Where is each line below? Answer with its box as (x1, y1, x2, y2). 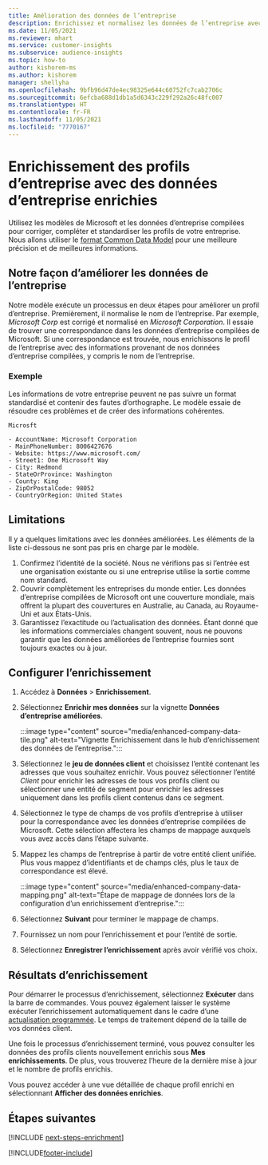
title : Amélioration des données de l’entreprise (8, 11, 177, 20)
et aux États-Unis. (33, 608, 92, 619)
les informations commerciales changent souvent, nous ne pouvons (19, 626, 243, 636)
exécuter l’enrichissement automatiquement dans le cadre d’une (8, 1007, 219, 1016)
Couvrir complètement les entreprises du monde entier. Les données (19, 584, 246, 593)
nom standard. (19, 575, 68, 584)
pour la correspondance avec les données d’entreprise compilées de (19, 817, 246, 826)
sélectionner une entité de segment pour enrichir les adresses (19, 784, 225, 794)
